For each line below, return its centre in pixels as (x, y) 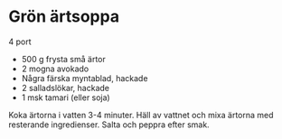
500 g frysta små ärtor (63, 59)
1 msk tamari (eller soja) (66, 97)
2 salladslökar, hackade (66, 88)
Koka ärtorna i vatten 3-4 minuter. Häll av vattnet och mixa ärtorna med (141, 115)
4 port (20, 42)
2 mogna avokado (55, 69)
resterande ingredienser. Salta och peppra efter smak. (109, 125)
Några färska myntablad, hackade (85, 78)
